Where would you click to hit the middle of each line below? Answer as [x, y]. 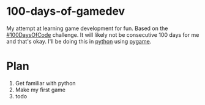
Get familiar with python [45, 83]
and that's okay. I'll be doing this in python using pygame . [79, 41]
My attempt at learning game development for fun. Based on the [87, 28]
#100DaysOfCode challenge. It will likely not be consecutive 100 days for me [103, 34]
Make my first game [40, 90]
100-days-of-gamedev [66, 11]
